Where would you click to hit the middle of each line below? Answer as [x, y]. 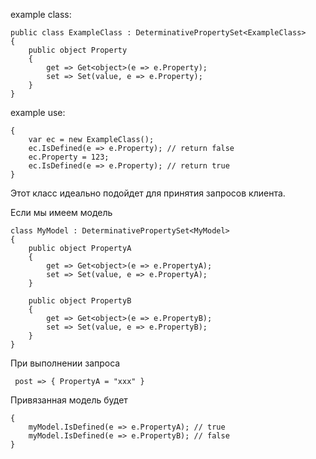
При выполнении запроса [65, 363]
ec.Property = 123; [69, 157]
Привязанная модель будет [69, 400]
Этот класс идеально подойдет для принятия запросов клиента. [148, 193]
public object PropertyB [80, 301]
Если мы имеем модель [61, 212]
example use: [38, 112]
